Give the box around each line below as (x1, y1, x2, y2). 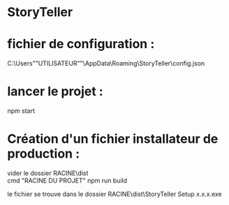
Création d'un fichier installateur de (7, 131, 219, 147)
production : (7, 146, 80, 162)
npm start (7, 107, 36, 115)
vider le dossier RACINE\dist (7, 169, 89, 177)
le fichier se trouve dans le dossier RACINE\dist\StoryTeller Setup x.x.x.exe (7, 190, 222, 198)
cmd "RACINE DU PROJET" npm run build (7, 176, 128, 185)
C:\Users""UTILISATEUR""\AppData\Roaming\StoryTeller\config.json (7, 59, 205, 68)
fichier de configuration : (7, 36, 155, 52)
